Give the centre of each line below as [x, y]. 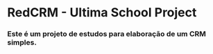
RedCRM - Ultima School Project [102, 13]
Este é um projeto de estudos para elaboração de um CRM [107, 34]
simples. [22, 42]
